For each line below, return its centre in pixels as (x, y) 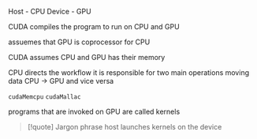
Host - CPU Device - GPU (50, 11)
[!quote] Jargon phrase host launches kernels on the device (125, 127)
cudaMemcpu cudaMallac (45, 97)
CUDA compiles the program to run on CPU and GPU (94, 26)
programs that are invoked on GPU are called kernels (94, 111)
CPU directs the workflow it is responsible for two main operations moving (129, 73)
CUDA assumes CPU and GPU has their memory (87, 57)
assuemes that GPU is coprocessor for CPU (79, 42)
